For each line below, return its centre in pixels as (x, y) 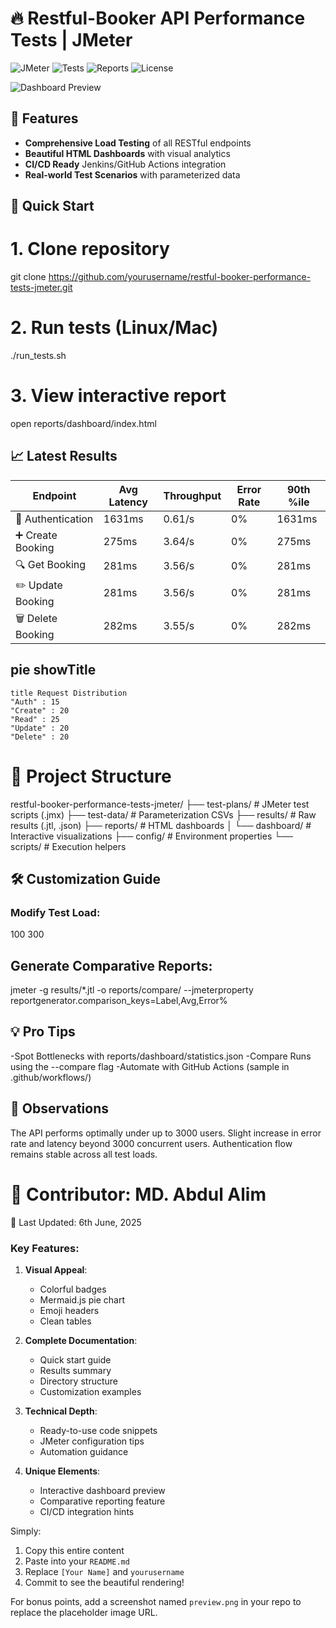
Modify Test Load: (55, 912)
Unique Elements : (62, 1471)
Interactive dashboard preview (102, 1490)
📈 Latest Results (64, 456)
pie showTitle (53, 670)
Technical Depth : (61, 1411)
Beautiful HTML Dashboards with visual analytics (127, 153)
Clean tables (65, 1321)
